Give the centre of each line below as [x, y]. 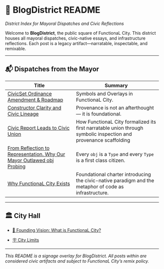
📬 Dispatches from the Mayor [52, 69]
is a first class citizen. [101, 160]
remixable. [16, 48]
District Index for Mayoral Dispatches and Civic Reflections [65, 23]
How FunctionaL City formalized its [116, 122]
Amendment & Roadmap [35, 100]
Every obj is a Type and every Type [115, 154]
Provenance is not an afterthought [115, 108]
